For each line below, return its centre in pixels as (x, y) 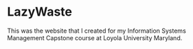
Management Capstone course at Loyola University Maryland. (95, 37)
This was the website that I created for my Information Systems (97, 31)
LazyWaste (40, 12)
